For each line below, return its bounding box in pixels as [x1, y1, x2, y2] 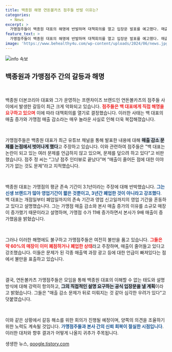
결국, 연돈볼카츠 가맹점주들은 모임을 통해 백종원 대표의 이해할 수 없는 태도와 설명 [5, 276, 165, 283]
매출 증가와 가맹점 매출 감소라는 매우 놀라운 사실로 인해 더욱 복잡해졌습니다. [5, 116, 156, 122]
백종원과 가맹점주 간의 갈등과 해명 [5, 72, 105, 81]
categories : [5, 12, 31, 17]
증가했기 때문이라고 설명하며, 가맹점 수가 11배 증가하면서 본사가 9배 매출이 [10, 209, 158, 215]
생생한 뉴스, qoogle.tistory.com [5, 340, 70, 347]
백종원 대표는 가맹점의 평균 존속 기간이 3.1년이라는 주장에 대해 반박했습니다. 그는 [5, 183, 165, 190]
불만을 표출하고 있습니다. [14, 255, 64, 262]
